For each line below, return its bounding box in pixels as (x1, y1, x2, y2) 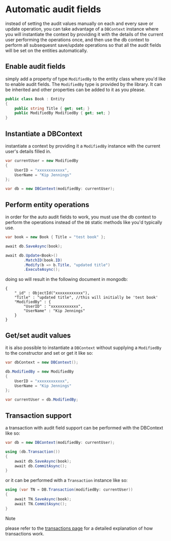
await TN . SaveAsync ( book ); (14, 497, 72, 502)
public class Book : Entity (5, 96, 65, 101)
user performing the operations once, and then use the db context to (5, 37, 150, 43)
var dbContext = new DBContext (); (5, 360, 79, 365)
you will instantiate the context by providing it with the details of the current (5, 31, 164, 37)
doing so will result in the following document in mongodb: (5, 276, 128, 282)
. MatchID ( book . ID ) (23, 258, 63, 263)
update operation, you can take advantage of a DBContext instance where (5, 25, 159, 32)
